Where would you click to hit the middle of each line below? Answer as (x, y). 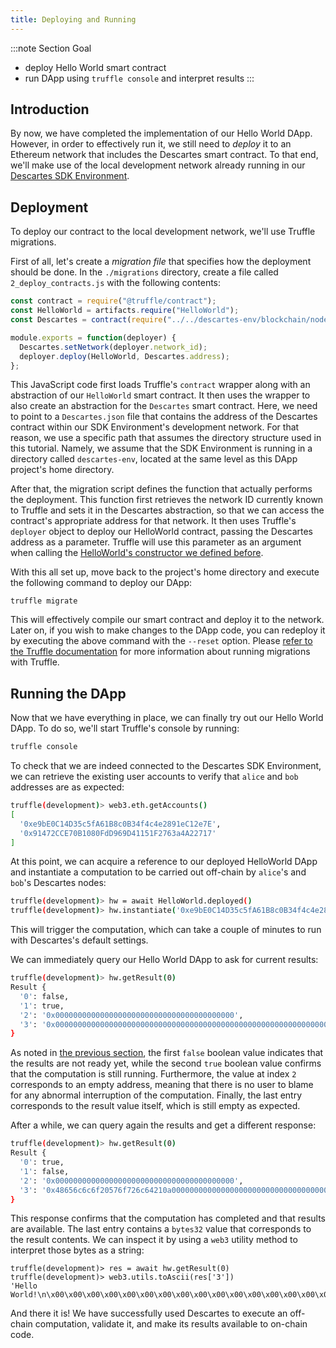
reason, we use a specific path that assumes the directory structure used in (166, 438)
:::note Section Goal (51, 48)
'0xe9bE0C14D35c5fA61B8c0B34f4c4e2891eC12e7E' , (120, 824)
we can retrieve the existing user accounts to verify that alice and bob (154, 777)
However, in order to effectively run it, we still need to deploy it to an (151, 144)
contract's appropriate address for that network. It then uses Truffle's (153, 521)
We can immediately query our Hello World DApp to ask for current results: (164, 960)
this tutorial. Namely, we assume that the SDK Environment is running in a (161, 448)
